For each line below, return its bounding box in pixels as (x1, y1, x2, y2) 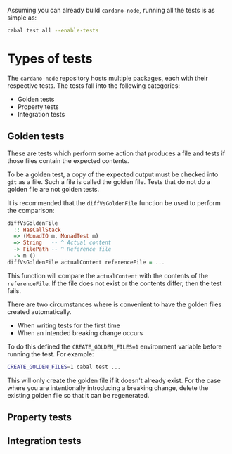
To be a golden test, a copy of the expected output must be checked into (7, 170, 219, 179)
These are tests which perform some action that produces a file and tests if (7, 149, 226, 157)
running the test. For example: (7, 349, 94, 358)
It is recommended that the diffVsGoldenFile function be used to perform (7, 198, 221, 207)
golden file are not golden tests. (7, 185, 100, 193)
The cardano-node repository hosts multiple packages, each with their (7, 74, 209, 82)
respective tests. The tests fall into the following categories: (7, 81, 181, 90)
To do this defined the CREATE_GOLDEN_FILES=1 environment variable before (7, 342, 223, 351)
